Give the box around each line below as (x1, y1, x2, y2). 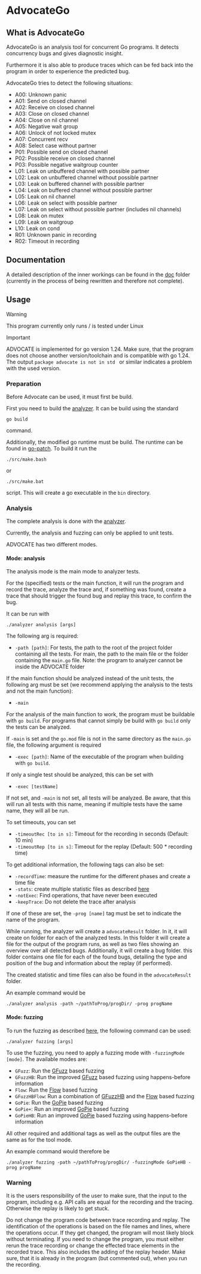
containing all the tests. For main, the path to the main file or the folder (14, 650, 188, 657)
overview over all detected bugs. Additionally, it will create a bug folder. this (6, 947, 193, 954)
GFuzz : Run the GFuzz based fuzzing (14, 1067, 105, 1074)
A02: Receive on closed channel (14, 104, 95, 111)
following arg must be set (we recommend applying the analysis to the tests (6, 681, 193, 689)
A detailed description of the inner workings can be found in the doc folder (6, 271, 190, 278)
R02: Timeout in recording (14, 238, 80, 245)
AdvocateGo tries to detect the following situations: (6, 79, 133, 86)
